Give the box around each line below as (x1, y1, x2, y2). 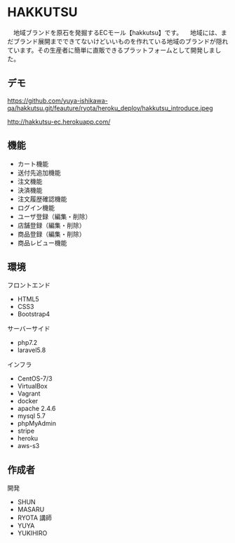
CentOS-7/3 (17, 374, 53, 383)
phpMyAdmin (17, 419, 57, 428)
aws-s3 (17, 442, 40, 450)
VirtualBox (17, 382, 48, 391)
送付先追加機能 (17, 168, 61, 176)
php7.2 (17, 339, 37, 347)
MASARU (17, 505, 45, 513)
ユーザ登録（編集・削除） (17, 212, 92, 221)
